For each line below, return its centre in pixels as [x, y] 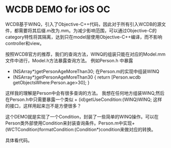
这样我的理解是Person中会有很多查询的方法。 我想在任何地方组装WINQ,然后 [85, 93]
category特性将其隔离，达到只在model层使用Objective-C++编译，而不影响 [84, 37]
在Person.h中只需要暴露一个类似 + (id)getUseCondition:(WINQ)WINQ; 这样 [84, 99]
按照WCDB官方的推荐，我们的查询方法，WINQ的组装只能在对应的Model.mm [86, 54]
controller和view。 [25, 43]
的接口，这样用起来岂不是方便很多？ [43, 106]
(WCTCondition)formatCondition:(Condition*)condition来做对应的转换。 [81, 129]
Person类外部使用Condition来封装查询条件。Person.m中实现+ [70, 123]
